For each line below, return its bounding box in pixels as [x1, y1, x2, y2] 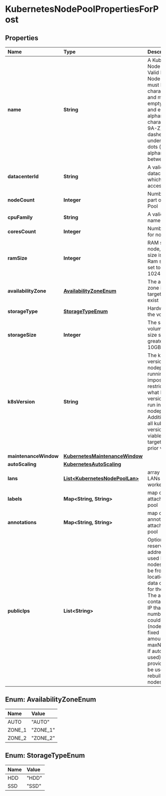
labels [7, 496, 22, 502]
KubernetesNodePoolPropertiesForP [5, 3, 159, 15]
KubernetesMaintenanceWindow [63, 453, 143, 459]
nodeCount [7, 197, 35, 203]
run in [147, 401, 161, 408]
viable [147, 432, 162, 439]
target [147, 291, 162, 298]
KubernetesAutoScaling [63, 461, 122, 467]
